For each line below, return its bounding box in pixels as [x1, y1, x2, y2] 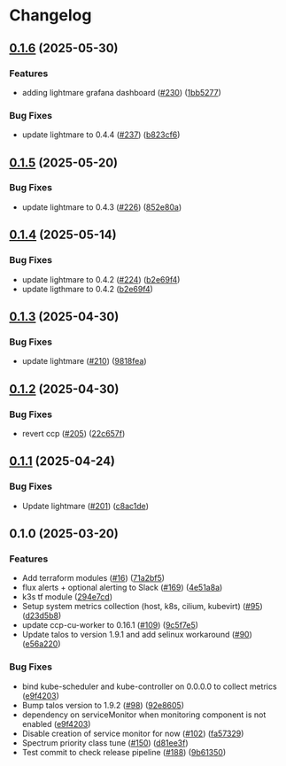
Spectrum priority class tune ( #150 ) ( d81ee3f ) [21, 737, 189, 748]
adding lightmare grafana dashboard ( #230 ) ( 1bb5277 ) [21, 87, 221, 97]
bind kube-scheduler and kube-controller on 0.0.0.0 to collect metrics [21, 681, 277, 692]
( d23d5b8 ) [21, 610, 62, 621]
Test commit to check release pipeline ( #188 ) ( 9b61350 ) [21, 747, 227, 757]
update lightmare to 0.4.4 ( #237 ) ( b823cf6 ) [21, 129, 181, 140]
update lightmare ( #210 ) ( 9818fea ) [21, 356, 148, 367]
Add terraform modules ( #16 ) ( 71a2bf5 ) [21, 573, 166, 584]
